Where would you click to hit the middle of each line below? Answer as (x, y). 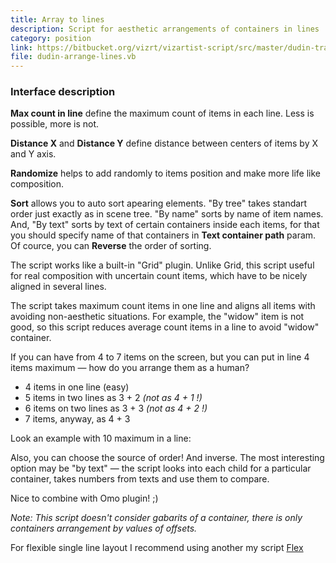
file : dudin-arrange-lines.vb (73, 57)
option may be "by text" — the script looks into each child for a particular (161, 468)
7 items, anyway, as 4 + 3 (77, 419)
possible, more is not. (55, 124)
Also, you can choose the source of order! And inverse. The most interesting (167, 458)
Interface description (63, 92)
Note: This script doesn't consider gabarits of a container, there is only (156, 518)
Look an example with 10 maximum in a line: (101, 438)
